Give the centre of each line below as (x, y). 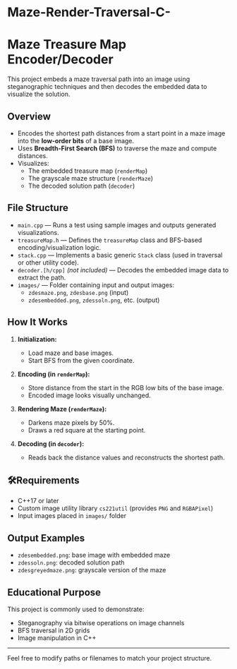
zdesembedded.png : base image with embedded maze (94, 555)
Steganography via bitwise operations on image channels (101, 623)
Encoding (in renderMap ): (54, 374)
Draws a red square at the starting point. (87, 430)
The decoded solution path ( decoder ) (81, 186)
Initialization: (37, 339)
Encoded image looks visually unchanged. (90, 395)
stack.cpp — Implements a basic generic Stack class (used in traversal (120, 255)
